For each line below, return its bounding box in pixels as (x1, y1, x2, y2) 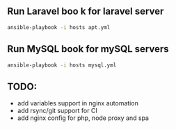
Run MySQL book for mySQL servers (7, 43, 169, 55)
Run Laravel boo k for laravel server (7, 6, 164, 17)
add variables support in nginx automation (17, 99, 139, 108)
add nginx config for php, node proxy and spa (17, 114, 150, 122)
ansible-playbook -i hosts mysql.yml (7, 62, 117, 69)
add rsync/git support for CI (17, 107, 97, 115)
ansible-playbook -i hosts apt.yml (7, 24, 111, 31)
